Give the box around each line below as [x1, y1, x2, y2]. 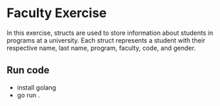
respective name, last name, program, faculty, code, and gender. [6, 43, 196, 52]
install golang [16, 83, 57, 92]
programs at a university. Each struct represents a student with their [6, 36, 206, 44]
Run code [6, 64, 50, 76]
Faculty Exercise [6, 5, 107, 21]
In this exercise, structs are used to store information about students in [6, 28, 214, 37]
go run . [16, 90, 40, 99]
